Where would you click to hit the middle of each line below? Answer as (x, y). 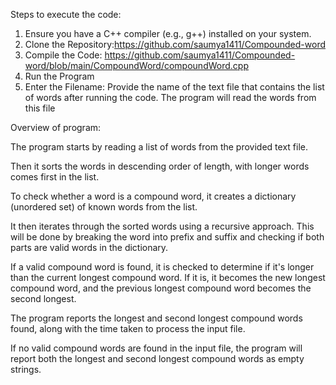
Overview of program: (56, 127)
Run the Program (59, 76)
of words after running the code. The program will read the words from (170, 97)
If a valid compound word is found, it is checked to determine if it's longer (162, 267)
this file (40, 108)
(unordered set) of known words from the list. (104, 207)
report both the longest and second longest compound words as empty (157, 358)
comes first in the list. (55, 177)
